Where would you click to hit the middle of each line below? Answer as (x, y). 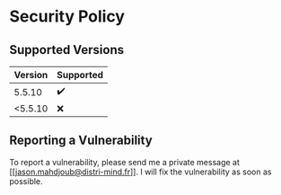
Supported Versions (66, 50)
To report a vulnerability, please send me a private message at (125, 162)
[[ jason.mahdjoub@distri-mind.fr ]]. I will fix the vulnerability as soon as (140, 172)
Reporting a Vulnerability (81, 141)
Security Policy (67, 17)
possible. (26, 181)
